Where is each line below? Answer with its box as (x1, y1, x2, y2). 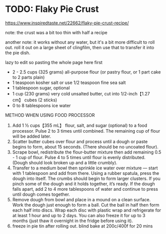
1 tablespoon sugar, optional (12, 84, 70, 90)
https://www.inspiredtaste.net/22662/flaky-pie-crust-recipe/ (5, 20, 129, 26)
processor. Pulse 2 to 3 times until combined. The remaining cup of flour (12, 128, 161, 134)
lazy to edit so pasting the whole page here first (5, 59, 103, 65)
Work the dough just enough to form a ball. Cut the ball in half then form (12, 202, 160, 208)
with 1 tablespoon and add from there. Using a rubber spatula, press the (12, 170, 160, 176)
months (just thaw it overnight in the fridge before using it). (12, 218, 133, 224)
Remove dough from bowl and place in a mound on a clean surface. (12, 196, 151, 202)
